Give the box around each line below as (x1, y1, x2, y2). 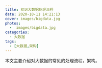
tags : (5, 39, 16, 44)
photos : (5, 21, 21, 26)
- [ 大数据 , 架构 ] (9, 44, 39, 48)
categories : (5, 30, 29, 35)
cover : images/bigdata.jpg (5, 16, 60, 21)
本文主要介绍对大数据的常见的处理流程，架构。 (5, 57, 100, 64)
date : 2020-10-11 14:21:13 (5, 12, 60, 17)
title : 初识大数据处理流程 (5, 7, 54, 12)
